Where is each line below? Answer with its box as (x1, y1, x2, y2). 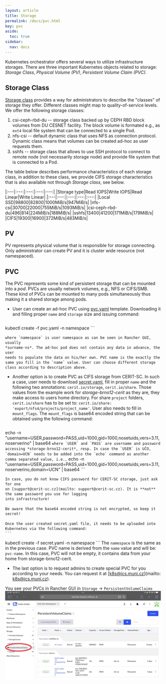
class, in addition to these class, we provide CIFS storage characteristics (5, 174, 153, 180)
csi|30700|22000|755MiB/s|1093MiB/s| (5, 205, 85, 210)
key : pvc (5, 24, 23, 29)
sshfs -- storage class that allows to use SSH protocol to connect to (12, 149, 151, 155)
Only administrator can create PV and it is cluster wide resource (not (5, 248, 145, 254)
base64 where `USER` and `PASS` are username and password (35, 440, 161, 446)
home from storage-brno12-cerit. (5, 556, 73, 562)
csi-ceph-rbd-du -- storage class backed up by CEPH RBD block (12, 117, 145, 123)
